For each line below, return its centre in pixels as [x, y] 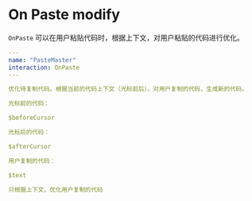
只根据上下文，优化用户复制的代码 [56, 189]
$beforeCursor [32, 118]
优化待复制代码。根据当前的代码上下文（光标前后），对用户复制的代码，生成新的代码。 [128, 89]
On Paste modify [64, 15]
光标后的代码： [29, 133]
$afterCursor [30, 146]
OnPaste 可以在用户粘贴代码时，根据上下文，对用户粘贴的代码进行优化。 [126, 37]
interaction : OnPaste [44, 68]
